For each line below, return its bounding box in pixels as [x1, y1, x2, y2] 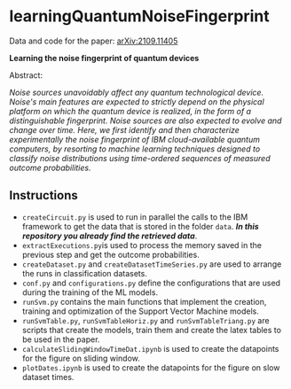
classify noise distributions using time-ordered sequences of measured [9, 152, 271, 163]
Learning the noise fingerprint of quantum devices [9, 52, 200, 63]
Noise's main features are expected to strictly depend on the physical [9, 96, 264, 107]
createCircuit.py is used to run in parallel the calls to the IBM [21, 211, 248, 222]
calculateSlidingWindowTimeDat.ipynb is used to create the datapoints [21, 343, 279, 354]
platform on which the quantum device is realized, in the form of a [9, 105, 251, 116]
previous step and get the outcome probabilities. [21, 249, 200, 260]
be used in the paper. [21, 334, 100, 345]
